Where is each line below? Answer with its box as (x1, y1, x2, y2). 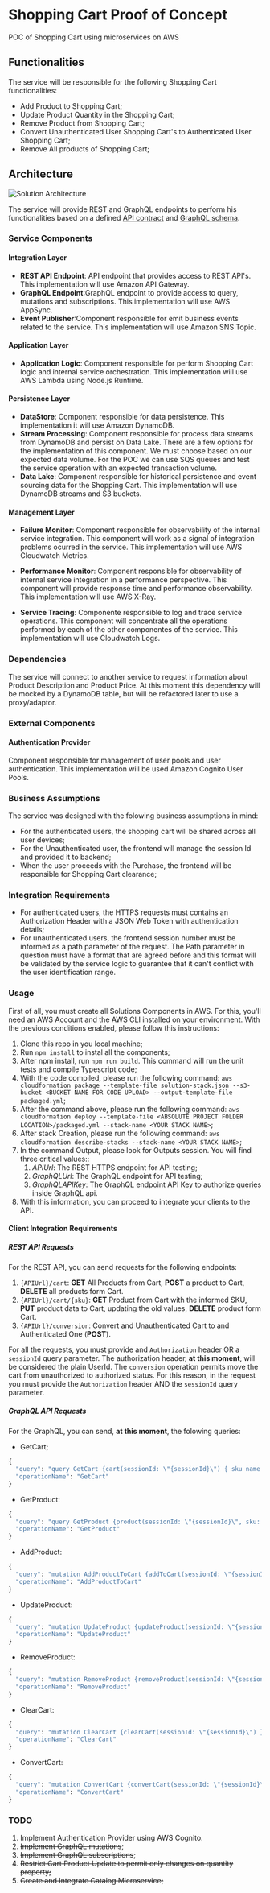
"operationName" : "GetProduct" (15, 1525, 121, 1533)
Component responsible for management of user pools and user (8, 755, 221, 765)
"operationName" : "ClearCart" (15, 1735, 117, 1744)
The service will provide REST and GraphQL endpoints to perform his (8, 204, 237, 214)
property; (19, 1866, 51, 1877)
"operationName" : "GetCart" (15, 1472, 110, 1481)
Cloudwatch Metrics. (19, 551, 90, 560)
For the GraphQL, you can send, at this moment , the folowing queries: (8, 1427, 241, 1436)
